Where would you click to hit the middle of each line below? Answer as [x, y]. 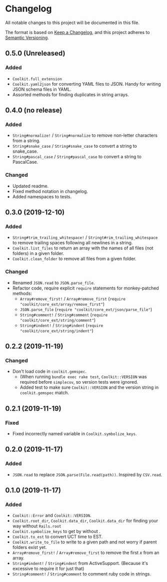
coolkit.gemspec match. [44, 393]
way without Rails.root [37, 526]
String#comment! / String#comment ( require [64, 315]
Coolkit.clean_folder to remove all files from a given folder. [74, 259]
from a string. [26, 141]
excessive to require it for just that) [48, 568]
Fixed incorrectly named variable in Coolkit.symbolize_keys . [74, 433]
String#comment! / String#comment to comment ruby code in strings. [82, 574]
